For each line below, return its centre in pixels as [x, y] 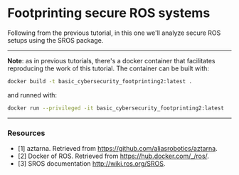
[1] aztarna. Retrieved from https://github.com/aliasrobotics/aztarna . [118, 148]
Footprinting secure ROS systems [109, 13]
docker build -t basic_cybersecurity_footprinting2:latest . [100, 81]
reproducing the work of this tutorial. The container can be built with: [108, 68]
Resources [26, 133]
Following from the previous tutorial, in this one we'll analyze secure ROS [114, 33]
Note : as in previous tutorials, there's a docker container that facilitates [111, 60]
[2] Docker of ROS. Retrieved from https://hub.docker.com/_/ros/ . [113, 156]
